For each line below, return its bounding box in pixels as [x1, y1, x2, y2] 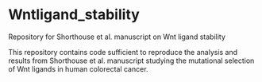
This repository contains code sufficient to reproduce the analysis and [8, 47, 238, 57]
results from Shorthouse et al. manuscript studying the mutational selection [8, 56, 255, 65]
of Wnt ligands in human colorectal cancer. [8, 64, 148, 73]
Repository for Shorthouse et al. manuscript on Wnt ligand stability [8, 32, 226, 41]
